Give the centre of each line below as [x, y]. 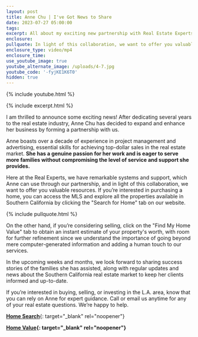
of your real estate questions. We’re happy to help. [67, 305]
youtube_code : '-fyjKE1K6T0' [42, 72]
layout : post [22, 12]
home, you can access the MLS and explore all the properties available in [95, 197]
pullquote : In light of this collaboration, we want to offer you [89, 45]
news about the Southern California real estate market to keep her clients [95, 274]
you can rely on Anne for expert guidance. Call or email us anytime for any [96, 299]
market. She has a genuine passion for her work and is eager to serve [92, 153]
